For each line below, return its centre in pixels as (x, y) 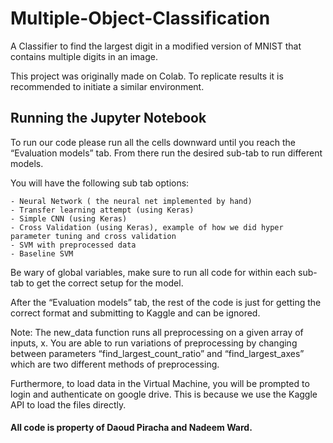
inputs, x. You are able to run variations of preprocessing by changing (154, 343)
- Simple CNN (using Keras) (69, 218)
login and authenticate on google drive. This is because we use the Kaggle (164, 394)
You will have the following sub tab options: (100, 183)
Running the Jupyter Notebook (108, 118)
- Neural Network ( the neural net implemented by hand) (131, 201)
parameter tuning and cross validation (93, 236)
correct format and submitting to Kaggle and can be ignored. (135, 313)
